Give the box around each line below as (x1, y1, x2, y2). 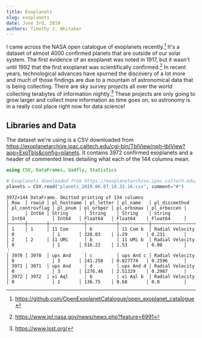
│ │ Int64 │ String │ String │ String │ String (6, 210, 171, 216)
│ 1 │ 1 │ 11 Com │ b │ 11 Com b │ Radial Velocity (6, 226, 195, 232)
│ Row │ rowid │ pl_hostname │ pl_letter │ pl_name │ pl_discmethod (6, 199, 189, 205)
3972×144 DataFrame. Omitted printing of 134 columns (6, 194, 144, 201)
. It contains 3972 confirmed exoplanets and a (79, 149, 193, 157)
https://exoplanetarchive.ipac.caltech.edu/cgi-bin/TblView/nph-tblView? (6, 143, 186, 150)
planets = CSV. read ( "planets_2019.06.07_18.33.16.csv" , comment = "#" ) (6, 183, 185, 190)
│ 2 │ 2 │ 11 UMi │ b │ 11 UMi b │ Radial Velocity (6, 236, 195, 243)
